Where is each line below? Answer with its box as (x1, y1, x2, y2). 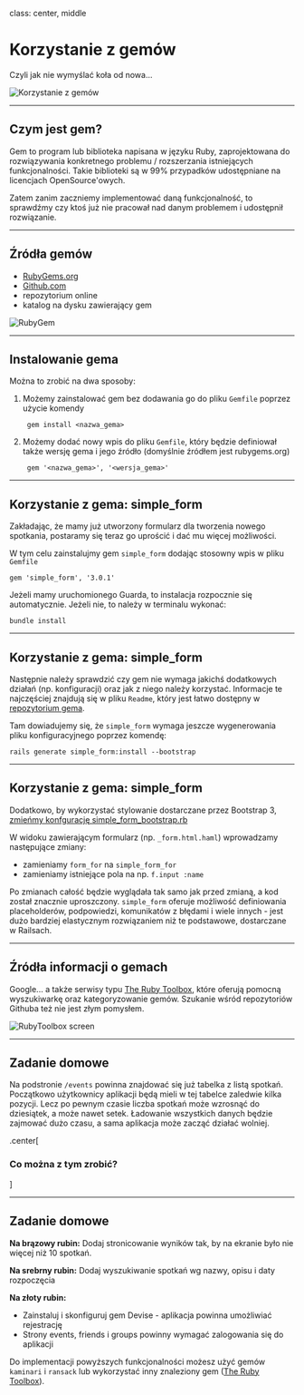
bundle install (9, 617, 67, 626)
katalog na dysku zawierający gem (22, 299, 152, 310)
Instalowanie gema (9, 351, 119, 366)
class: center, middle (9, 8, 87, 18)
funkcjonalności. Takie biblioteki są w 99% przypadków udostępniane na (9, 165, 281, 176)
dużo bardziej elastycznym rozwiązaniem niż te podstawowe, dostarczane (9, 915, 287, 926)
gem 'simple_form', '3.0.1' (9, 573, 116, 583)
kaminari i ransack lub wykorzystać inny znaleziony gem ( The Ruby (9, 1365, 260, 1377)
